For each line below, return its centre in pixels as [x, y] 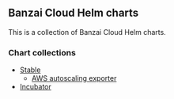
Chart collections [42, 52]
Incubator [35, 87]
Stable [30, 70]
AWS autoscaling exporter [74, 78]
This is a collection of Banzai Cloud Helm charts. [87, 32]
